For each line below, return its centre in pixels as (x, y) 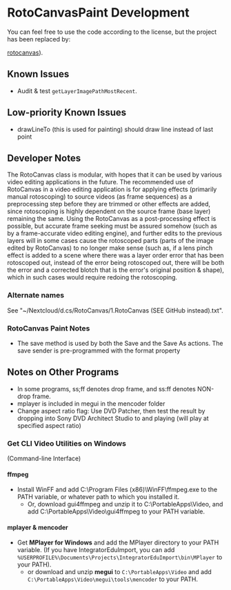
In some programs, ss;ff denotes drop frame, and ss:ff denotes (107, 389)
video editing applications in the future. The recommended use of (100, 182)
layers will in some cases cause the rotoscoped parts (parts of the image (111, 241)
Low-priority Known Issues (67, 113)
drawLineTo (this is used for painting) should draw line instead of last (115, 129)
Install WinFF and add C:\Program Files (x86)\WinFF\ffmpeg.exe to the (117, 490)
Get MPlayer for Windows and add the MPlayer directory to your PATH (118, 542)
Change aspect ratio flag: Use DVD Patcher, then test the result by (111, 411)
